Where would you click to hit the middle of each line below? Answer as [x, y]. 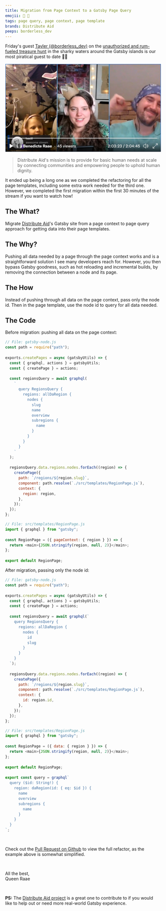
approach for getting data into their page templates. [58, 228]
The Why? [21, 245]
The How [19, 288]
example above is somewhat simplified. [45, 854]
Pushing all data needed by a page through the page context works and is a [82, 256]
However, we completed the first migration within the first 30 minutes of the [82, 191]
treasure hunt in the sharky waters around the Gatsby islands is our [87, 52]
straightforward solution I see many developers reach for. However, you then [83, 261]
